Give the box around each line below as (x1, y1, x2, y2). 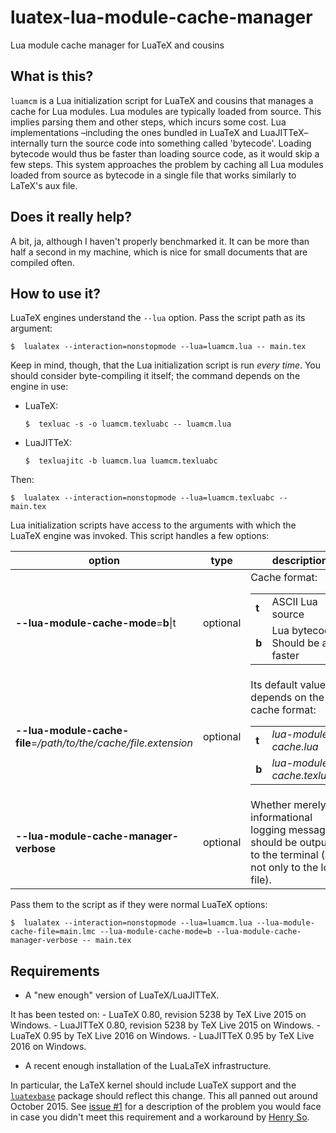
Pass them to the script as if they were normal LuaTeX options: (10, 899, 268, 911)
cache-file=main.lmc (10, 927, 97, 937)
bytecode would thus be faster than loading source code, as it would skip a (10, 147, 320, 160)
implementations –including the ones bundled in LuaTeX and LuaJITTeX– (10, 126, 309, 138)
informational (250, 811, 313, 825)
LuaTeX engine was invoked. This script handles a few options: (10, 530, 270, 542)
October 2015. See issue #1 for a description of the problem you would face (10, 1101, 322, 1113)
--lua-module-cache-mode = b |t (15, 616, 177, 630)
